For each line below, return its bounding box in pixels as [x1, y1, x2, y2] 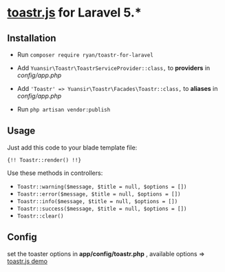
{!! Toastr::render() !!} [7, 156, 81, 163]
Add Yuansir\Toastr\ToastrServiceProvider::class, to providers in [17, 64, 211, 72]
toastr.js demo [7, 257, 48, 265]
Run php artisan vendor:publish [17, 105, 111, 113]
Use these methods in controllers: [7, 169, 103, 177]
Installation [7, 32, 56, 44]
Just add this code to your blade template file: [7, 143, 138, 151]
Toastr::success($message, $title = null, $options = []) [17, 205, 187, 212]
